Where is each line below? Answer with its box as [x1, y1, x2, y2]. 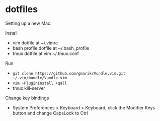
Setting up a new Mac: [5, 20, 52, 26]
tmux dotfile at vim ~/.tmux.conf [12, 50, 79, 56]
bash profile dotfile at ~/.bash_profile [12, 45, 90, 51]
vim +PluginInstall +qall [12, 81, 67, 86]
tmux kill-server [12, 85, 45, 91]
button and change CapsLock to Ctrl [12, 110, 88, 116]
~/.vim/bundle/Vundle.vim [12, 75, 67, 80]
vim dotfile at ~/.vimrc [12, 39, 58, 46]
